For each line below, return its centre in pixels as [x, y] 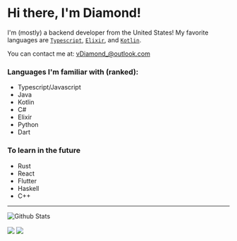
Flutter [27, 180]
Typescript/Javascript [49, 87]
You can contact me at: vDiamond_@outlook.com [79, 54]
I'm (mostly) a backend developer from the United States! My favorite [108, 32]
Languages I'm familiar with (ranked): [73, 72]
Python [28, 125]
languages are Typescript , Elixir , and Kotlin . [74, 39]
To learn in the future [44, 151]
